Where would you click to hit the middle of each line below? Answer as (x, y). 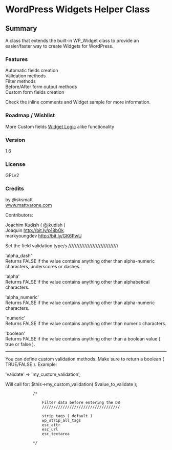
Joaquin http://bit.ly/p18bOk (35, 230)
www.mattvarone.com (29, 205)
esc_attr (51, 425)
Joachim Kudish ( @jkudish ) (35, 225)
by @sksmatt (19, 200)
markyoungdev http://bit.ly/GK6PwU (44, 236)
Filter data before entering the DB (81, 403)
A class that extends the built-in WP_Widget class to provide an (72, 40)
